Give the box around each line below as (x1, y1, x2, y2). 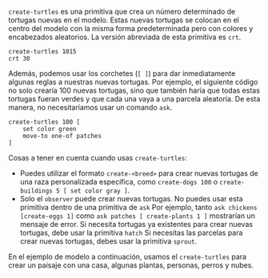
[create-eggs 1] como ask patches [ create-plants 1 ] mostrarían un (19, 211, 256, 220)
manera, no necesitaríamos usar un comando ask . (8, 103, 173, 112)
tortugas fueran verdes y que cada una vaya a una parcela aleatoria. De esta (8, 94, 261, 103)
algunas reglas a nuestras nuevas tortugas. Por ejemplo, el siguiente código (8, 77, 258, 86)
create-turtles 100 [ (8, 118, 81, 126)
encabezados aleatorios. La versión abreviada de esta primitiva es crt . (8, 32, 242, 42)
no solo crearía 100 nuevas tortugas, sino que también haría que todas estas (8, 85, 260, 95)
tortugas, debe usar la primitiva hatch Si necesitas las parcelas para (19, 228, 243, 237)
